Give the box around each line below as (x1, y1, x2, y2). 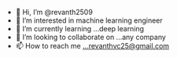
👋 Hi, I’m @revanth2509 (15, 8, 93, 16)
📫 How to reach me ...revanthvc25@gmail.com (15, 42, 170, 50)
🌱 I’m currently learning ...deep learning (15, 24, 144, 33)
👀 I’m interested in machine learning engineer (15, 16, 163, 25)
